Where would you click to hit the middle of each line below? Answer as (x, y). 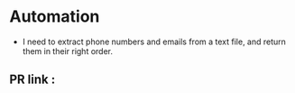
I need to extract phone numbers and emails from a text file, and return (154, 42)
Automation (55, 17)
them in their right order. (68, 51)
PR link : (32, 80)
